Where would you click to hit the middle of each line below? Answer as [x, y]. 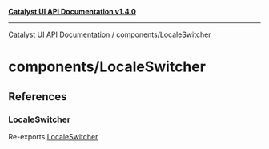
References [38, 97]
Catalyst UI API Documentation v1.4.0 [72, 12]
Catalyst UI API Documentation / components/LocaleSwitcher [110, 34]
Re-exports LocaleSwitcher [53, 136]
